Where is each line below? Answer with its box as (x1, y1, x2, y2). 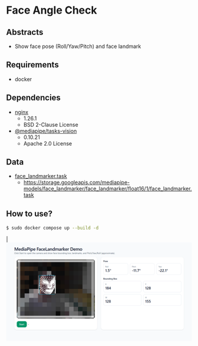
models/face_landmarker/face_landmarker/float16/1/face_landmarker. (23, 185, 192, 192)
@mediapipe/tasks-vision (14, 127, 77, 134)
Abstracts (6, 27, 44, 37)
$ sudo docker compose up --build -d (6, 225, 99, 231)
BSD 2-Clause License (23, 121, 78, 128)
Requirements (6, 60, 59, 70)
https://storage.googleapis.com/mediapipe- (23, 179, 130, 186)
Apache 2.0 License (23, 140, 72, 147)
